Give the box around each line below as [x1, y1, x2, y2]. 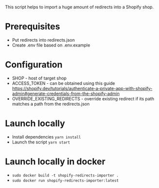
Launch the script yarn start [12, 139, 70, 145]
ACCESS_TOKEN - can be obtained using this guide [12, 80, 115, 86]
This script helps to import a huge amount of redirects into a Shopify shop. [5, 4, 154, 10]
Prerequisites [5, 21, 61, 32]
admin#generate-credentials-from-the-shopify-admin [12, 91, 120, 96]
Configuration [5, 59, 63, 70]
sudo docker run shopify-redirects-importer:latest [12, 178, 119, 183]
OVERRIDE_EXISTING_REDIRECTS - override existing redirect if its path [12, 95, 154, 101]
